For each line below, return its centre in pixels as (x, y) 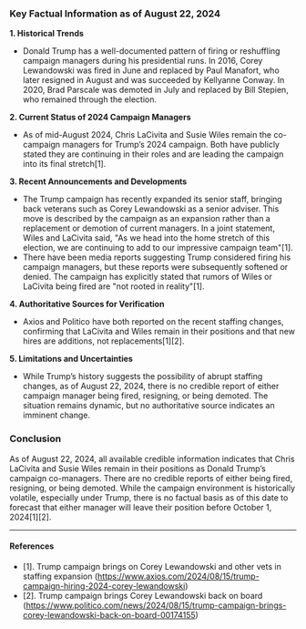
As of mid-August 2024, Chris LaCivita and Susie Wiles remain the (147, 135)
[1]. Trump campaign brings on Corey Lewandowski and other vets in (152, 566)
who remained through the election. (90, 99)
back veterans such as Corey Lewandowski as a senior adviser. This (151, 209)
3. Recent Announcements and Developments (98, 181)
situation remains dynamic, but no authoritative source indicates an (148, 406)
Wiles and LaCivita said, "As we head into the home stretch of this (146, 238)
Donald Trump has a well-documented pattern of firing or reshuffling (151, 51)
